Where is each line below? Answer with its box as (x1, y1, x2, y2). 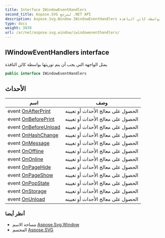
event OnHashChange (7, 132, 59, 138)
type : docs (5, 21, 27, 26)
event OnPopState (7, 179, 50, 186)
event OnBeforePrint (7, 115, 55, 122)
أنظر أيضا (5, 210, 25, 217)
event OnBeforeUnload (7, 124, 60, 131)
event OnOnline (7, 156, 43, 163)
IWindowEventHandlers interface (5, 48, 110, 57)
